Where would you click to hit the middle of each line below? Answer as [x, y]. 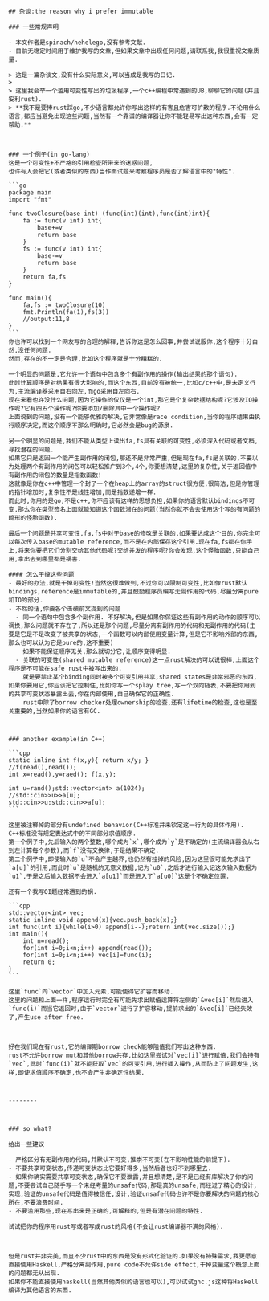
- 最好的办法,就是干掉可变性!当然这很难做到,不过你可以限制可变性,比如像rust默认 [128, 583]
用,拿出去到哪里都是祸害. [45, 559]
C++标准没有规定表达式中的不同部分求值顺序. [72, 834]
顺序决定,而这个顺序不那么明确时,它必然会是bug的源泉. [94, 426]
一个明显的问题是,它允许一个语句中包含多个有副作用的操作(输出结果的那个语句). [123, 374]
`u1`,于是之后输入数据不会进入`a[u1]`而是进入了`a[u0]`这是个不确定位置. [119, 876]
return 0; [39, 962]
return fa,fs [45, 277]
